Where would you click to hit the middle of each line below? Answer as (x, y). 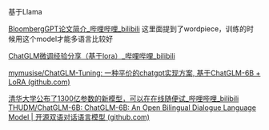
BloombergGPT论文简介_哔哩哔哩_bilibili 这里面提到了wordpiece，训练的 (128, 29)
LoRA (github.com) (39, 82)
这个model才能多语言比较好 (68, 39)
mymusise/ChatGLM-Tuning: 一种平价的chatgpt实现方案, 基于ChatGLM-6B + (134, 73)
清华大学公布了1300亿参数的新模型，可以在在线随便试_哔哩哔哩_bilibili (124, 98)
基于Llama (25, 12)
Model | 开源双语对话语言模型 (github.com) (79, 117)
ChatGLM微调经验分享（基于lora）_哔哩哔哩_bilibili (92, 56)
